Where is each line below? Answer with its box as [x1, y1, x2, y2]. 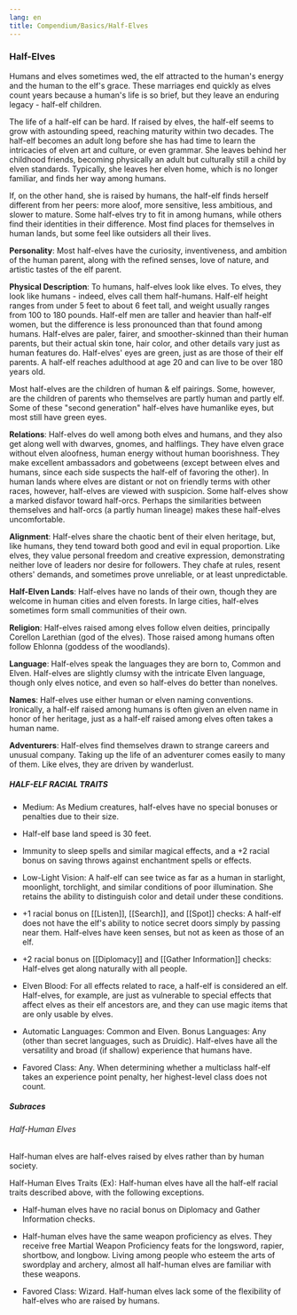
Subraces [9, 1101, 46, 1112]
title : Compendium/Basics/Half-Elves [9, 21, 149, 30]
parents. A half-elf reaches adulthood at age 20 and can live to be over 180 [9, 356, 284, 367]
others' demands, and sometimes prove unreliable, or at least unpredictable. [9, 569, 288, 579]
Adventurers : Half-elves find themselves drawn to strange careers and [9, 739, 270, 751]
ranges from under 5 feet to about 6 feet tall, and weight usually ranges [9, 299, 270, 311]
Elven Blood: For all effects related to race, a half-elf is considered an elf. [21, 980, 288, 991]
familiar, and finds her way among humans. [9, 172, 167, 183]
